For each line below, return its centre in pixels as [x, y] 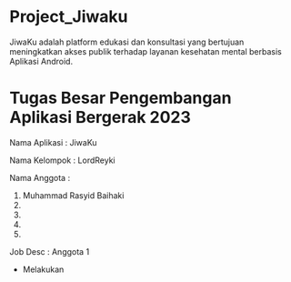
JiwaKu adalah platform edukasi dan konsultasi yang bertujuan [127, 42]
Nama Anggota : [40, 177]
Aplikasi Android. [41, 61]
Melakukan [43, 269]
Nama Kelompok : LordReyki [62, 160]
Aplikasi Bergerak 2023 [100, 118]
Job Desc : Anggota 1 [50, 251]
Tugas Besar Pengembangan [120, 98]
